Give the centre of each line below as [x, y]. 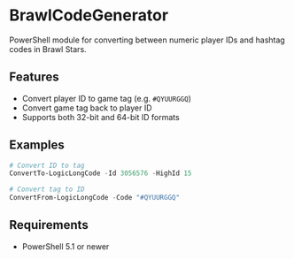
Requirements [49, 225]
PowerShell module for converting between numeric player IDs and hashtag [147, 40]
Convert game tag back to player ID [87, 108]
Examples [37, 145]
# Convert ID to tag [47, 165]
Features [34, 77]
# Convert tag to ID [47, 190]
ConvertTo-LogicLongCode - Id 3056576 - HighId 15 [101, 173]
